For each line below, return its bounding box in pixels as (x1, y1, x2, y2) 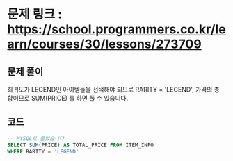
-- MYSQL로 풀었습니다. (7, 135, 67, 142)
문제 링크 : (7, 6, 63, 22)
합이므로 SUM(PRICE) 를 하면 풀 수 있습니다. (7, 94, 129, 102)
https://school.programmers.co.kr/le (7, 22, 226, 37)
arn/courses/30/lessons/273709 (7, 36, 202, 52)
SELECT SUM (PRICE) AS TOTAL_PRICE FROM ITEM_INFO (7, 142, 154, 149)
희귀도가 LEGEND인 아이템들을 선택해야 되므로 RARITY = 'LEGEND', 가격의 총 (7, 85, 220, 94)
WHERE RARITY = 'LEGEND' (7, 148, 79, 155)
